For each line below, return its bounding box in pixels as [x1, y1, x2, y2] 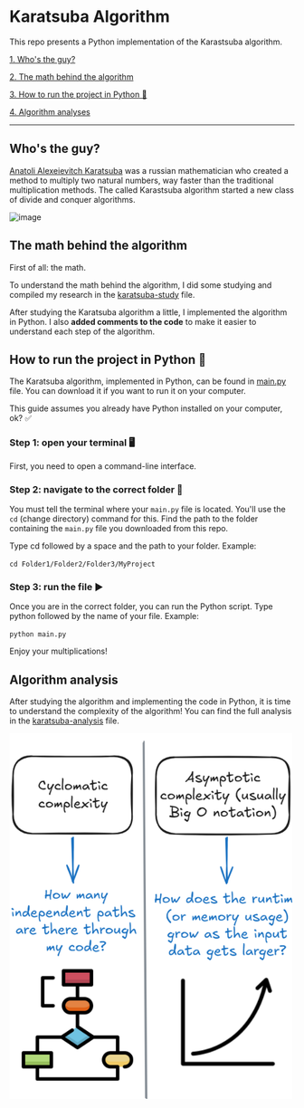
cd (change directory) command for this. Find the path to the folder [9, 513, 259, 524]
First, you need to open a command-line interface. [9, 460, 197, 472]
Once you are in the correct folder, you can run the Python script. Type [9, 601, 273, 612]
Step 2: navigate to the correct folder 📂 [9, 482, 184, 495]
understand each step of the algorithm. [9, 326, 156, 337]
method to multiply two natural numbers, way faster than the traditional [9, 175, 274, 186]
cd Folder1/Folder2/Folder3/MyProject [9, 559, 156, 568]
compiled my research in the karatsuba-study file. [9, 289, 195, 300]
